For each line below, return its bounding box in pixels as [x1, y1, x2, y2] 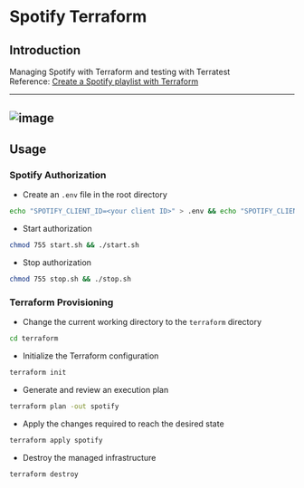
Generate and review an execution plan [22, 384, 169, 395]
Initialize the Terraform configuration [22, 350, 159, 361]
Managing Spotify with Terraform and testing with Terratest [9, 66, 231, 77]
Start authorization [22, 223, 92, 234]
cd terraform [9, 334, 59, 343]
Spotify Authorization [9, 168, 107, 181]
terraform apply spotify [9, 435, 103, 445]
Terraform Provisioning [9, 296, 114, 309]
